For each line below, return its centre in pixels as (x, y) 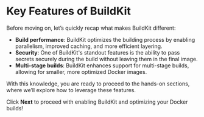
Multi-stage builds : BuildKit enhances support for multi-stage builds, (102, 65)
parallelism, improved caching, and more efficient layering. (89, 46)
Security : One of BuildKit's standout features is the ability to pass (97, 52)
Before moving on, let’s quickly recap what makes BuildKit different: (91, 28)
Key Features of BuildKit (69, 11)
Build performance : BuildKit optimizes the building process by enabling (105, 39)
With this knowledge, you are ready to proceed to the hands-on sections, (98, 84)
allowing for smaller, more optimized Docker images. (81, 72)
